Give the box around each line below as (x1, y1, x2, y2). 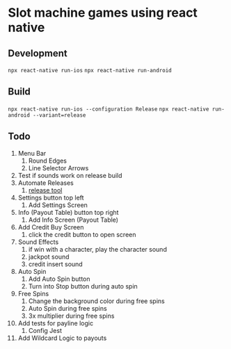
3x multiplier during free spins (28, 311, 115, 320)
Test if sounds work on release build (17, 171, 122, 179)
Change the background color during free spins (28, 297, 166, 305)
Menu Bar (17, 149, 47, 157)
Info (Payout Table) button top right (17, 208, 119, 216)
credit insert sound (28, 259, 83, 268)
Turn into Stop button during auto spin (28, 282, 138, 290)
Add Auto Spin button (28, 275, 90, 283)
